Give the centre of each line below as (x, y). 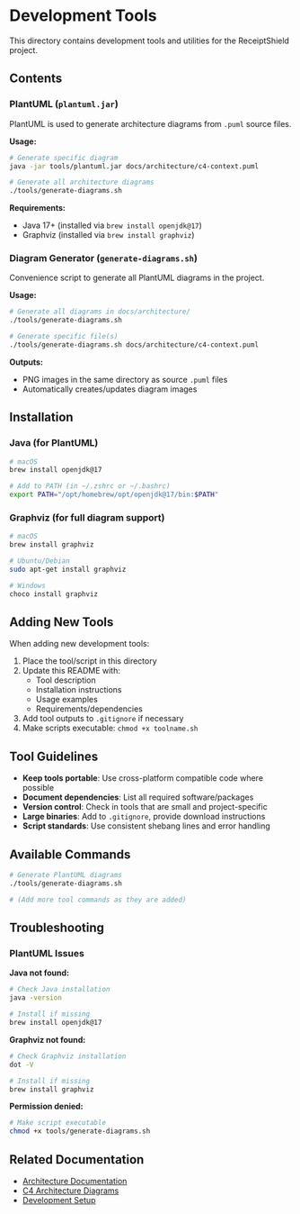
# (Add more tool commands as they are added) (98, 900)
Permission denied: (46, 1106)
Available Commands (70, 854)
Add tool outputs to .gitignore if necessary (103, 719)
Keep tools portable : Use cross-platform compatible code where (142, 778)
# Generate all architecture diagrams (82, 182)
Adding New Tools (62, 622)
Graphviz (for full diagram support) (87, 518)
